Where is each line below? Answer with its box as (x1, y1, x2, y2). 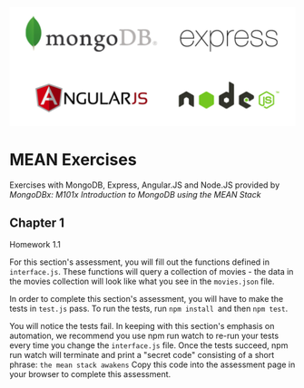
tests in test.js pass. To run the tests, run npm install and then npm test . (9, 303, 289, 315)
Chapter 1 (9, 216, 65, 230)
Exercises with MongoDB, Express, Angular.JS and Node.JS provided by (9, 179, 280, 190)
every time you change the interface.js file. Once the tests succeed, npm (9, 340, 289, 351)
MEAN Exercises (9, 149, 138, 170)
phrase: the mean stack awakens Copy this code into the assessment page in (9, 359, 296, 370)
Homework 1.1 (9, 239, 61, 250)
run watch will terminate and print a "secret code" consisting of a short (9, 350, 275, 361)
